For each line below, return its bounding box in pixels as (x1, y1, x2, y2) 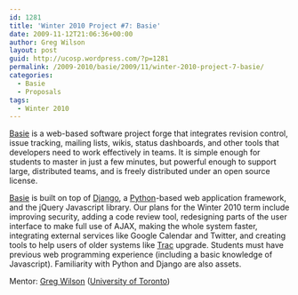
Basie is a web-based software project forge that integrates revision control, (9, 128, 288, 139)
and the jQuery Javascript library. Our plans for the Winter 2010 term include (9, 202, 290, 213)
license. (9, 175, 38, 187)
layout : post (9, 46, 58, 55)
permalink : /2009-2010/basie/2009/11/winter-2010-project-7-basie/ (9, 63, 265, 72)
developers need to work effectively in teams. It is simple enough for (9, 147, 261, 158)
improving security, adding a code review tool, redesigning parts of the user (9, 211, 287, 222)
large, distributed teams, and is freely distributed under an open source (9, 166, 270, 177)
